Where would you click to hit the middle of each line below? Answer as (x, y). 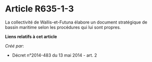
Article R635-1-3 (40, 9)
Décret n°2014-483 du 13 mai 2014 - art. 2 (54, 55)
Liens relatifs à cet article (31, 37)
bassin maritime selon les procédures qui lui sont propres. (63, 27)
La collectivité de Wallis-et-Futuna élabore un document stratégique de (76, 22)
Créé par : (15, 46)
